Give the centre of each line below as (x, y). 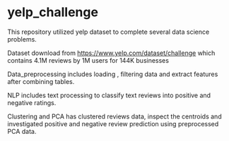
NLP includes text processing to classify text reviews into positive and (109, 95)
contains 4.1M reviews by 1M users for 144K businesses (88, 60)
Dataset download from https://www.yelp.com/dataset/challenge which (111, 53)
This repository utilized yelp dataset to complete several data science (108, 32)
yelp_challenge (53, 12)
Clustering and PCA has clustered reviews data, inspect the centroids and (114, 116)
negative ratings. (32, 102)
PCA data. (22, 131)
